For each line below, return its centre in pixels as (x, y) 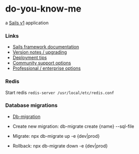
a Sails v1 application (27, 23)
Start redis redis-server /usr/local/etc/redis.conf (60, 92)
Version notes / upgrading (40, 52)
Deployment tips (30, 58)
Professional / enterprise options (47, 68)
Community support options (42, 63)
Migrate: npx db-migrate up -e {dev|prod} (56, 136)
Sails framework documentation (46, 47)
